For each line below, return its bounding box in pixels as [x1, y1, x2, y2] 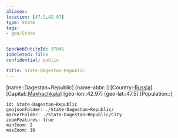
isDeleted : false [6, 52, 49, 58]
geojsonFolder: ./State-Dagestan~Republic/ [6, 106, 115, 112]
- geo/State [6, 31, 35, 36]
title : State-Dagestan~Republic [6, 68, 85, 73]
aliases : [6, 8, 28, 15]
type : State [6, 19, 35, 25]
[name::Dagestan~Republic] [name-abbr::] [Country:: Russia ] [6, 83, 153, 91]
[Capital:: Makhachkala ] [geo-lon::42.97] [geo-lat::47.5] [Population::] [6, 90, 173, 97]
